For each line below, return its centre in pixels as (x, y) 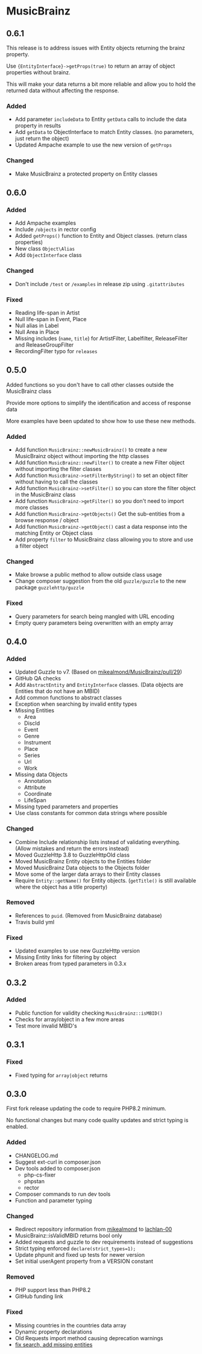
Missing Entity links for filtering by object (66, 957)
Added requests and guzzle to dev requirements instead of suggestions (104, 1242)
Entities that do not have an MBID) (57, 691)
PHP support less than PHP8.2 (53, 1290)
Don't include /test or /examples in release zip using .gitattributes (100, 284)
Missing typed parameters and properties (67, 806)
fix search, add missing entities (54, 1344)
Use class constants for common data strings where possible (91, 813)
